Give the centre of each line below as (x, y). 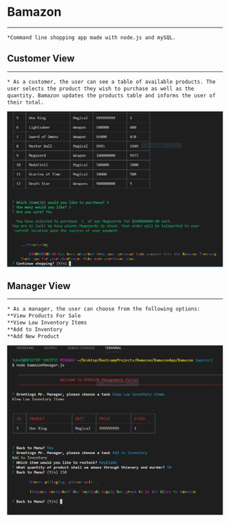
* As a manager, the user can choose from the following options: (104, 309)
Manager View (39, 286)
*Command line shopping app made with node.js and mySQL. (91, 37)
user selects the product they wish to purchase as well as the (101, 89)
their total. (26, 102)
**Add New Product (33, 337)
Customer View (41, 59)
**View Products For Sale (44, 316)
